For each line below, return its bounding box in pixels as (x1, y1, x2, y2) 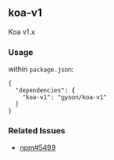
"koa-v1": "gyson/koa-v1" (22, 93, 108, 101)
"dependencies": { (15, 86, 76, 95)
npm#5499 (19, 143, 57, 152)
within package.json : (8, 64, 75, 74)
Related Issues (8, 125, 65, 136)
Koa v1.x (8, 27, 35, 36)
